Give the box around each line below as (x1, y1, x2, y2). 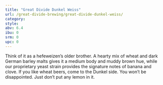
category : (5, 16, 26, 21)
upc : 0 (5, 40, 19, 44)
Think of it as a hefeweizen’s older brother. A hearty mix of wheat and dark (5, 53, 158, 59)
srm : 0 (5, 35, 19, 40)
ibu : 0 (5, 30, 19, 35)
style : (5, 21, 19, 26)
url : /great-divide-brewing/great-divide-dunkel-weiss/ (5, 12, 123, 17)
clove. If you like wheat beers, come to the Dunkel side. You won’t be (5, 69, 147, 75)
